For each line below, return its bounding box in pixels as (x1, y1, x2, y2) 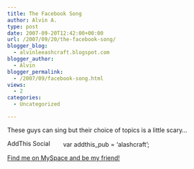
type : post (7, 23, 39, 30)
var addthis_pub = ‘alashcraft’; (62, 140, 150, 148)
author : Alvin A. (7, 17, 58, 24)
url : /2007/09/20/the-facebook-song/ (7, 36, 116, 43)
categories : (7, 95, 42, 102)
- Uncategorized (13, 101, 60, 108)
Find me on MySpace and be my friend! (7, 154, 120, 162)
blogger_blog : (7, 42, 48, 49)
